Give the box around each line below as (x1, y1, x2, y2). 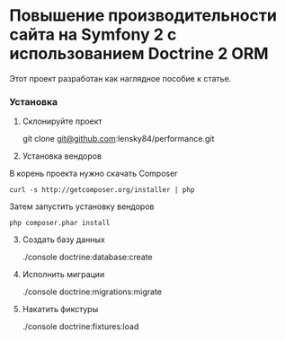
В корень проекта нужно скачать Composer (9, 168, 178, 179)
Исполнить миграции (22, 269, 105, 280)
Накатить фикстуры (22, 304, 99, 315)
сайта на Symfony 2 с (9, 24, 177, 45)
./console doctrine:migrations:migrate (22, 286, 163, 297)
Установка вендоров (22, 151, 102, 161)
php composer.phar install (9, 219, 111, 228)
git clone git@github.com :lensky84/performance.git (22, 134, 215, 144)
